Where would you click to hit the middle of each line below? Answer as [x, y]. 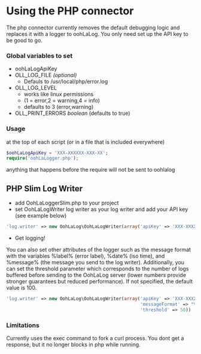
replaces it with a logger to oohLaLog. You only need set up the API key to [97, 33]
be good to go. [25, 40]
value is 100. [22, 288]
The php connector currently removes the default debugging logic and [93, 28]
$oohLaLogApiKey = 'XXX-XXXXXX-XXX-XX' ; [57, 153]
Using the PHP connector [70, 11]
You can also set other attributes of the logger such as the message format [99, 249]
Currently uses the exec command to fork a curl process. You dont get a [95, 338]
